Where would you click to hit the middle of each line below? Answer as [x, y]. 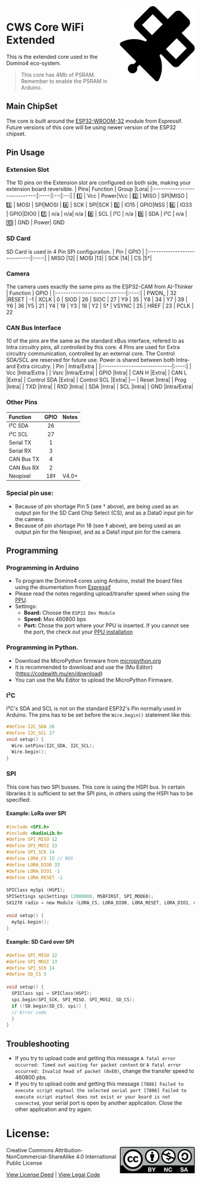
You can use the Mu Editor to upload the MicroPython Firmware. [94, 680]
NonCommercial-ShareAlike [40, 1157]
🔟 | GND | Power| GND [35, 222]
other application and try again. [54, 1109]
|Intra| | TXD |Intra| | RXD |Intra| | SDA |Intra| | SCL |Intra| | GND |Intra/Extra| [100, 386]
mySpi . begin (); [31, 922]
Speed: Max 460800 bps [55, 619]
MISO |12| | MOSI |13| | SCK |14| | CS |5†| [102, 258]
